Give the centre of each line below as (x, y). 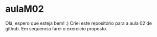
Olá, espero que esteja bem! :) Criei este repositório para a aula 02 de (79, 23)
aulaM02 (25, 9)
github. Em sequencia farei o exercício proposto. (56, 28)
